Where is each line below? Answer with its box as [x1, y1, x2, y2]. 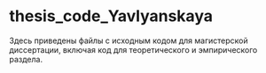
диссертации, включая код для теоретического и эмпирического [9, 44, 258, 55]
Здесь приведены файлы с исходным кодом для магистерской [9, 35, 248, 46]
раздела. [9, 54, 43, 64]
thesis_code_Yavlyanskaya [9, 6, 213, 26]
